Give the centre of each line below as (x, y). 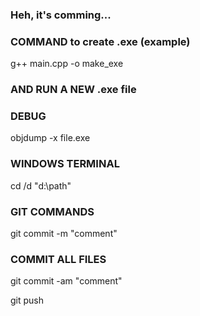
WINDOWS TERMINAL (65, 164)
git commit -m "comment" (64, 234)
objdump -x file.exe (50, 138)
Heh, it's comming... (61, 15)
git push (27, 300)
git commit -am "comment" (66, 281)
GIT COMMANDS (52, 211)
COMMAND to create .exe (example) (100, 41)
